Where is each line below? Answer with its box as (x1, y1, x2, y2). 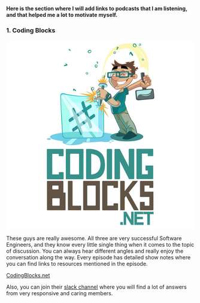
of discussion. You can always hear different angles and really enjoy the (6, 247, 184, 254)
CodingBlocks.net (6, 271, 50, 278)
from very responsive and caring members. (6, 289, 113, 296)
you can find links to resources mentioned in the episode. (6, 260, 148, 267)
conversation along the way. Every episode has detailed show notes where (6, 253, 191, 260)
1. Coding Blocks (6, 26, 56, 34)
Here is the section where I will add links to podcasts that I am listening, (6, 5, 187, 12)
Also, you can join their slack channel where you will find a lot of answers (6, 283, 187, 290)
